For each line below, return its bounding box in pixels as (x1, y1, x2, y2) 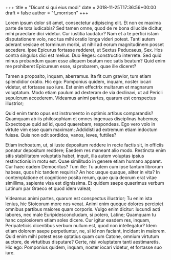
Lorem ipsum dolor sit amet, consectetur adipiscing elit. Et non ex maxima (5, 20, 161, 26)
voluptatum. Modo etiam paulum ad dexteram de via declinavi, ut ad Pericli (5, 90, 163, 95)
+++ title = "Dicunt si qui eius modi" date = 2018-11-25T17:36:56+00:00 (5, 5, 156, 10)
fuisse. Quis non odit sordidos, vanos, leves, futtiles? (5, 132, 117, 138)
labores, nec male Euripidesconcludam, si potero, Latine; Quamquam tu (5, 212, 156, 218)
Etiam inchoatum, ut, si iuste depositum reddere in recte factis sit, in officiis (5, 142, 164, 148)
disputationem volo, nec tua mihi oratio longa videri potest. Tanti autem (5, 36, 155, 42)
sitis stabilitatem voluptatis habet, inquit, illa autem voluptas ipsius (5, 153, 144, 159)
